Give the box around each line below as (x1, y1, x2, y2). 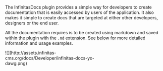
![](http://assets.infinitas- (5, 50, 56, 56)
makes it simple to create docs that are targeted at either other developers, (5, 15, 158, 20)
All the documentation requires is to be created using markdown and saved (5, 30, 159, 35)
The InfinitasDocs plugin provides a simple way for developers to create (5, 4, 152, 10)
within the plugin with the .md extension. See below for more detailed (5, 35, 146, 41)
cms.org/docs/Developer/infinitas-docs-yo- (5, 55, 95, 61)
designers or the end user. (5, 20, 59, 26)
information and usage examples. (5, 40, 73, 46)
